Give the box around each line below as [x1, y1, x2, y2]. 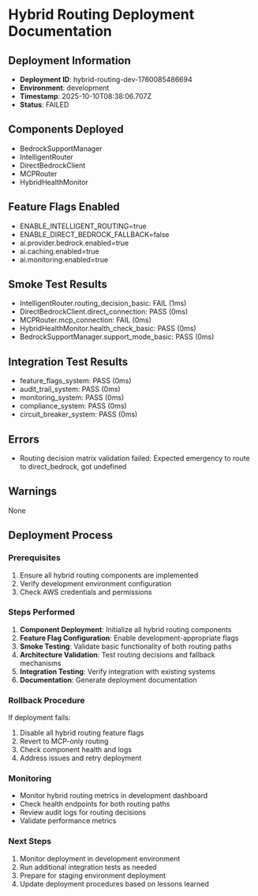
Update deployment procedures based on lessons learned [19, 879, 209, 888]
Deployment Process [8, 529, 114, 542]
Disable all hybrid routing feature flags [19, 728, 144, 738]
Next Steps [8, 836, 52, 847]
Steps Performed [8, 607, 75, 618]
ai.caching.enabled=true [19, 247, 100, 256]
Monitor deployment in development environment [19, 853, 181, 863]
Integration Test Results [8, 355, 129, 368]
